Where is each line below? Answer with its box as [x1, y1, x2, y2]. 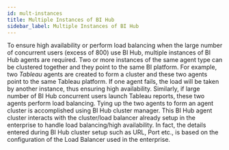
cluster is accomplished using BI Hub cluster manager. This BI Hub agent [7, 106, 213, 115]
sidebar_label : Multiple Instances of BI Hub [7, 22, 139, 29]
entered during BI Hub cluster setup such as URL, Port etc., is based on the [7, 128, 219, 136]
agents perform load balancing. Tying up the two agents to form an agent [7, 100, 214, 108]
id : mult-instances [7, 10, 63, 17]
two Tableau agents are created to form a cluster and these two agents [7, 70, 208, 78]
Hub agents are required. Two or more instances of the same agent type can [7, 56, 223, 64]
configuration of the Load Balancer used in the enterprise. [7, 136, 171, 144]
